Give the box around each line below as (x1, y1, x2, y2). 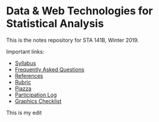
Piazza (14, 85, 32, 92)
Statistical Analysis (6, 17, 104, 30)
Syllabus (14, 60, 36, 67)
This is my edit (6, 109, 42, 116)
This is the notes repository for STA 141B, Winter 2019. (6, 36, 139, 43)
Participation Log (14, 91, 57, 98)
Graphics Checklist (14, 97, 62, 105)
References (14, 72, 43, 79)
